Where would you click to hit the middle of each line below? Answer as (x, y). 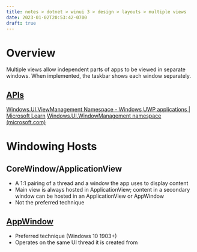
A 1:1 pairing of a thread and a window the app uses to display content (102, 183)
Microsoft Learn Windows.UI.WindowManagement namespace (84, 116)
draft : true (21, 23)
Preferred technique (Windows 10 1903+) (66, 236)
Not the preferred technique (50, 203)
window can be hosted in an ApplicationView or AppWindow (89, 196)
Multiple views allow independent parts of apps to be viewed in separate (96, 69)
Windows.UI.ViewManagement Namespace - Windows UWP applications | (98, 110)
